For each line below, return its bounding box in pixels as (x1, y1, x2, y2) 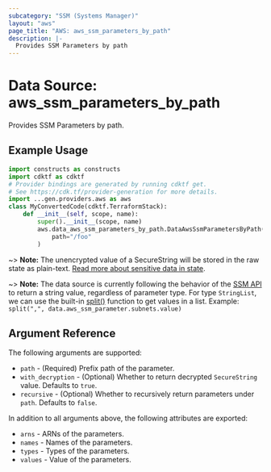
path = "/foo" (51, 232, 92, 240)
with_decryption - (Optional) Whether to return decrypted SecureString (19, 372, 258, 382)
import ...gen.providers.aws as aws (8, 195, 131, 203)
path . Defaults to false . (19, 398, 98, 407)
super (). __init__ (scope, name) (37, 218, 143, 226)
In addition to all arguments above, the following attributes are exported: (8, 413, 248, 424)
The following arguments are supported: (8, 348, 143, 357)
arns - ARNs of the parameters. (19, 429, 125, 439)
